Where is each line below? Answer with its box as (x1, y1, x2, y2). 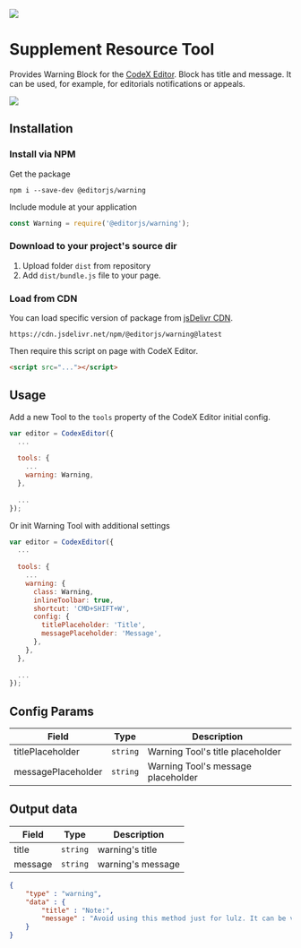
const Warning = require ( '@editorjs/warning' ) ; (9, 219, 191, 228)
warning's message (97, 858, 181, 870)
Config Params (9, 703, 94, 719)
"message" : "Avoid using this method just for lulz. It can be (41, 914, 287, 923)
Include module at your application (9, 202, 137, 212)
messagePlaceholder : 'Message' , (41, 629, 163, 638)
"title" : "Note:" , (41, 906, 115, 915)
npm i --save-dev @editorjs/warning (9, 185, 146, 194)
